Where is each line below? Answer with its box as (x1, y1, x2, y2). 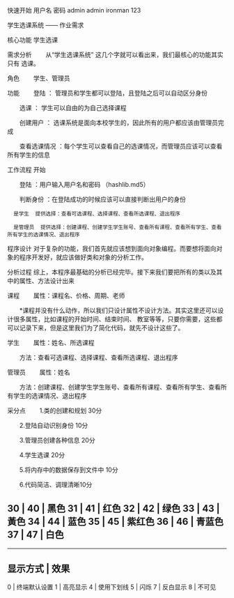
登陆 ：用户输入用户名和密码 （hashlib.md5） (19, 181, 150, 188)
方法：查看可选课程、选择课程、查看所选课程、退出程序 (19, 353, 178, 361)
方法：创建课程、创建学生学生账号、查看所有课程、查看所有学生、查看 (19, 383, 221, 391)
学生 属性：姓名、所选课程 (7, 339, 95, 346)
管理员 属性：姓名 (7, 368, 70, 376)
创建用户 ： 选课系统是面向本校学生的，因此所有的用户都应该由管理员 (19, 118, 218, 127)
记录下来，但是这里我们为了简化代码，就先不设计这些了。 (19, 323, 185, 332)
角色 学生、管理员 (7, 74, 70, 82)
